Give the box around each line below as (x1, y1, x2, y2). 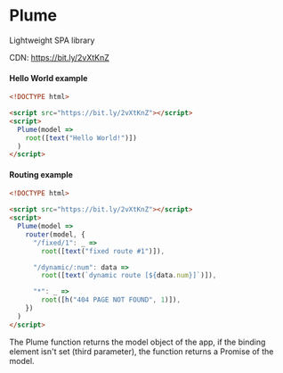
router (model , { (25, 229, 86, 239)
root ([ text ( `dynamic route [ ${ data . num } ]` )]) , (41, 271, 217, 280)
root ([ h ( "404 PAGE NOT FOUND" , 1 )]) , (41, 295, 181, 304)
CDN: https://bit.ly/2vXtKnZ (9, 52, 109, 62)
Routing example (9, 169, 74, 179)
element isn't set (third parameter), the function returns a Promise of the (9, 345, 274, 357)
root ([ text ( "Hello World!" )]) (25, 133, 138, 143)
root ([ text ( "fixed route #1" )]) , (41, 246, 166, 255)
